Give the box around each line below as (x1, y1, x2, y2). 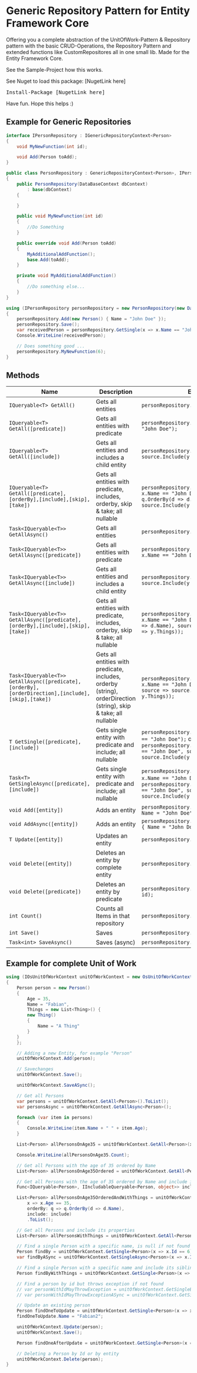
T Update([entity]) (9, 836, 63, 843)
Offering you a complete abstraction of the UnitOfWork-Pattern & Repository (6, 36, 191, 43)
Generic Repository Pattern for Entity (6, 4, 191, 18)
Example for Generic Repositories (6, 117, 132, 127)
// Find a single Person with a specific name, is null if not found (16, 1243, 191, 1250)
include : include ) (27, 1211, 72, 1217)
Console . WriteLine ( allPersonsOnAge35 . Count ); (16, 1152, 130, 1158)
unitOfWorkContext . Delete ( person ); (16, 1356, 104, 1362)
